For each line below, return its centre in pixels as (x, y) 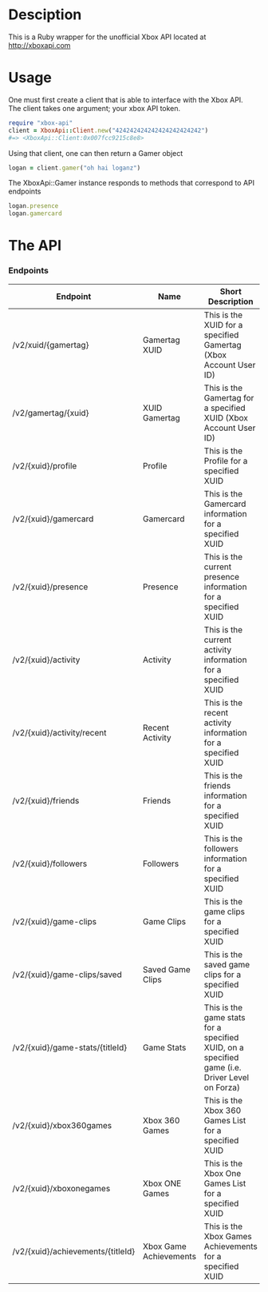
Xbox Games (228, 1236)
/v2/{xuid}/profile (45, 465)
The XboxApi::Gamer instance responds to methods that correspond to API (132, 183)
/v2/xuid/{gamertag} (51, 345)
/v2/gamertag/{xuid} (51, 413)
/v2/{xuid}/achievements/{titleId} (74, 1251)
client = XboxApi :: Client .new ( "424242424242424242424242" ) (108, 130)
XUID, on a (224, 1047)
